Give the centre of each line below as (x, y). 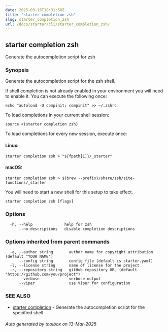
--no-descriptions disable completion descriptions (77, 229)
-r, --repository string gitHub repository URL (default (74, 270)
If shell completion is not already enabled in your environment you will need (84, 91)
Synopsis (17, 70)
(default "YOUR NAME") (29, 257)
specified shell (28, 312)
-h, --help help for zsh (51, 225)
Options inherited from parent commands (58, 242)
